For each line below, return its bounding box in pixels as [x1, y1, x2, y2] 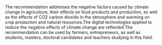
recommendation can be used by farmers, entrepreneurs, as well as [5, 30, 141, 35]
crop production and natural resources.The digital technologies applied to [5, 19, 152, 25]
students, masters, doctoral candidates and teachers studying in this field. [5, 34, 153, 40]
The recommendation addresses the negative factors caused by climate [5, 4, 149, 10]
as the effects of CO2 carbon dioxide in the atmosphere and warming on [5, 14, 150, 20]
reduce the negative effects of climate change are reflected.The [5, 24, 133, 30]
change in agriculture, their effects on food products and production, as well [5, 9, 158, 15]
